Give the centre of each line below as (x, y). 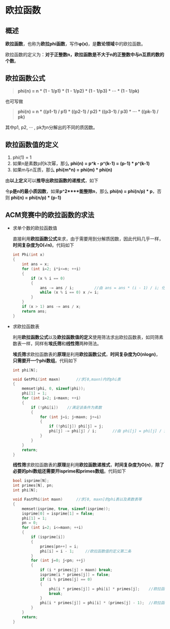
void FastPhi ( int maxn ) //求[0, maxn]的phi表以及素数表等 (77, 499)
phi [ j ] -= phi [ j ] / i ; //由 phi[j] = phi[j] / (105, 431)
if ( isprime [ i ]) (48, 537)
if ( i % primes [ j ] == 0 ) (66, 579)
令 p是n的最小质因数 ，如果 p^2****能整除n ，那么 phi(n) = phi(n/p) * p (79, 191)
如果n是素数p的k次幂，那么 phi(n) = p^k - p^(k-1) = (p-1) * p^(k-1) (81, 163)
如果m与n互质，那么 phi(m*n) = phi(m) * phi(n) (62, 170)
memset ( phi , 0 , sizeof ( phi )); (54, 389)
